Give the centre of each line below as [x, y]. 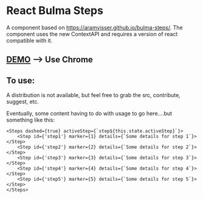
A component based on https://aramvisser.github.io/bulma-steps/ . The [95, 27]
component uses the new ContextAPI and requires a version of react [92, 34]
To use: [21, 80]
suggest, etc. [23, 102]
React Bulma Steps [55, 11]
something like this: [31, 120]
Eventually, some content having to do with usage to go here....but [89, 114]
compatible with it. [29, 40]
